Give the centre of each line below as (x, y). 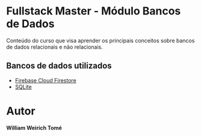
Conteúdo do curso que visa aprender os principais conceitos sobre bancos (100, 40)
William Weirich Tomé (34, 128)
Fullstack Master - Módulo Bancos (94, 11)
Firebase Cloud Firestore (45, 80)
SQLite (23, 87)
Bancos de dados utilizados (59, 66)
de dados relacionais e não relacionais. (55, 47)
